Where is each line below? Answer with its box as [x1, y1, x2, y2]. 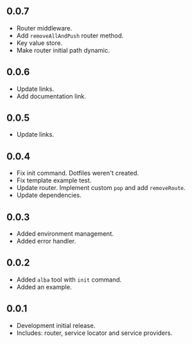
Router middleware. [16, 24, 73, 32]
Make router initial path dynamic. [16, 46, 111, 54]
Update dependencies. [16, 191, 82, 200]
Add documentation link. [16, 92, 87, 100]
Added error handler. [16, 237, 77, 246]
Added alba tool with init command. [16, 275, 122, 284]
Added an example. [16, 282, 73, 291]
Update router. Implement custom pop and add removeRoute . [16, 184, 186, 192]
